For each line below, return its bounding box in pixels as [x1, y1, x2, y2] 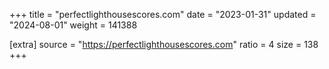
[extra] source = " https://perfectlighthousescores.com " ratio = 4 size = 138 [9, 39, 319, 50]
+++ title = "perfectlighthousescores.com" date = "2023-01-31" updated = [9, 9, 317, 20]
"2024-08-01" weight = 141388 [9, 19, 138, 31]
